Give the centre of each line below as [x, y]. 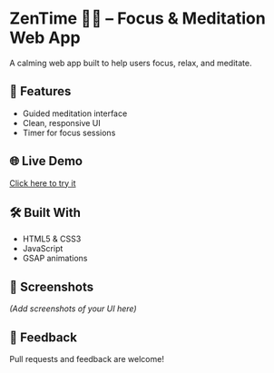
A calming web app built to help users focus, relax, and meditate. [131, 63]
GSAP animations [55, 259]
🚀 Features [40, 91]
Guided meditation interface [75, 113]
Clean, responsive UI [62, 123]
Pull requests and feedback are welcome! [87, 359]
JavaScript [43, 249]
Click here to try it [43, 183]
